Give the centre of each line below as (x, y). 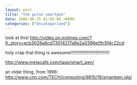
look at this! (17, 38)
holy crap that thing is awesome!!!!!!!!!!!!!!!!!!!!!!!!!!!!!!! (57, 53)
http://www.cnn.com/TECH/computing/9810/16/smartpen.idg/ (68, 77)
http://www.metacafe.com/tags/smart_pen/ (50, 62)
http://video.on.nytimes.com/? (61, 38)
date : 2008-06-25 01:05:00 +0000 (40, 19)
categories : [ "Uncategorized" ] (38, 24)
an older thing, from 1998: (32, 72)
